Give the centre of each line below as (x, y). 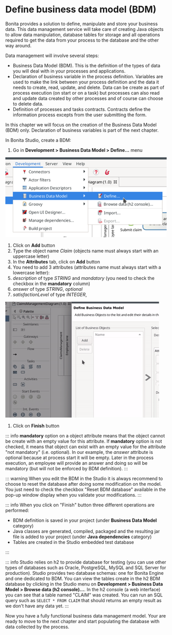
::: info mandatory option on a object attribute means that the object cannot (85, 436)
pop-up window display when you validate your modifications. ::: (73, 495)
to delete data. (28, 103)
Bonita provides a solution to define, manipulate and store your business (81, 24)
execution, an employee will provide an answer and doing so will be (76, 463)
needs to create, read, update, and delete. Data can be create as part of (89, 87)
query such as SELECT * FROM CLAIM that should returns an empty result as (83, 601)
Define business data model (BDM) (81, 10)
